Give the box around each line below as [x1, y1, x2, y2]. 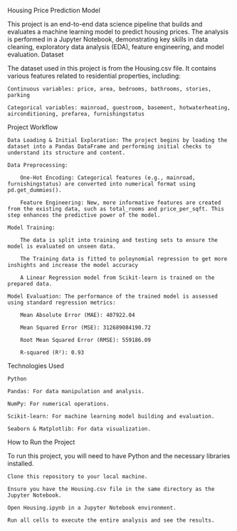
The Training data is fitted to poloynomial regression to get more [20, 256, 228, 263]
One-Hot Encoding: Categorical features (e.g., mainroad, [20, 174, 196, 181]
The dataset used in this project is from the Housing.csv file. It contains [7, 64, 217, 72]
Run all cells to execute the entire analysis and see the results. [7, 517, 215, 524]
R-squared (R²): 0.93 [20, 349, 84, 356]
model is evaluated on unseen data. [7, 243, 116, 250]
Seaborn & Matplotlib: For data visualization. [7, 425, 152, 433]
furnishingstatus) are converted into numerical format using [7, 181, 196, 188]
